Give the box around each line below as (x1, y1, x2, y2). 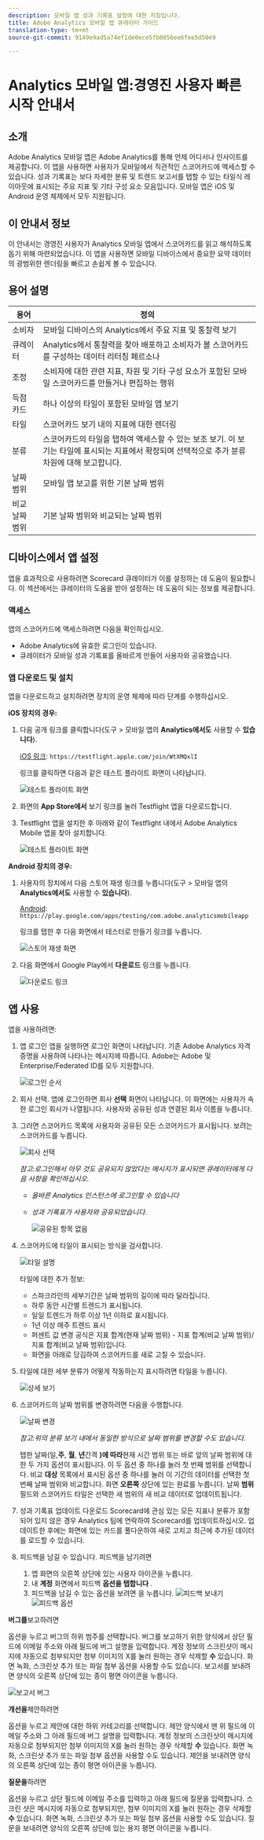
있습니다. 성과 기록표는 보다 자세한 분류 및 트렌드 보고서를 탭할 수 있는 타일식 (8, 172, 243, 182)
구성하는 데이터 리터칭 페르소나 (52, 351, 160, 362)
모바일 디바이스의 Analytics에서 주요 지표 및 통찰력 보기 (42, 324, 237, 335)
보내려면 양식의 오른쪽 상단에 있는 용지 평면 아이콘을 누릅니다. (22, 1823, 211, 1833)
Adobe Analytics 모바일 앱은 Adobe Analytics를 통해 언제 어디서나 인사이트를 (8, 152, 249, 162)
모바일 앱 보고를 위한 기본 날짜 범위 (42, 477, 165, 488)
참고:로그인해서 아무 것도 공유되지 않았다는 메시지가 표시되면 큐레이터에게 (19, 1164, 245, 1173)
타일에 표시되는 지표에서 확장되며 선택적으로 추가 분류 (59, 445, 246, 456)
